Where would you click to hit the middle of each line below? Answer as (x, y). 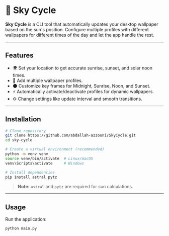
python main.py (21, 228)
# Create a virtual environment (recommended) (55, 149)
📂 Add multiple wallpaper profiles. (48, 81)
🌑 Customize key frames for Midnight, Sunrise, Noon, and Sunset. (81, 86)
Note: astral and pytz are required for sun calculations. (75, 187)
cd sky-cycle (19, 140)
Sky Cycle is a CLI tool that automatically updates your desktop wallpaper (82, 24)
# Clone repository (26, 131)
